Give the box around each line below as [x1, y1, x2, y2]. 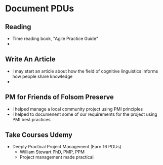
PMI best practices [12, 116, 51, 122]
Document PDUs [5, 3, 74, 14]
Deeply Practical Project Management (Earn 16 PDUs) [12, 144, 122, 150]
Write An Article [5, 55, 56, 64]
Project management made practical [19, 154, 94, 160]
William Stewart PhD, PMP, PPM [19, 149, 85, 155]
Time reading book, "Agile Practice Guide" [12, 35, 99, 41]
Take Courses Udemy [5, 131, 73, 139]
